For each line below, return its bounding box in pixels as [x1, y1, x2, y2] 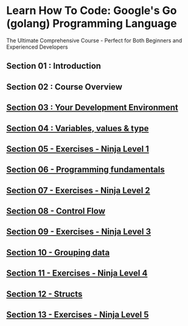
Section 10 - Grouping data [6, 247, 110, 258]
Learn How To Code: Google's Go [6, 4, 177, 18]
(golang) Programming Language [6, 16, 178, 30]
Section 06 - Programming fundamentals [6, 165, 165, 175]
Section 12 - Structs [6, 289, 83, 299]
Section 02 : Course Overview [6, 82, 123, 92]
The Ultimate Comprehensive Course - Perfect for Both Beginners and [6, 37, 183, 44]
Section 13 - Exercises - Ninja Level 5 [6, 310, 149, 320]
